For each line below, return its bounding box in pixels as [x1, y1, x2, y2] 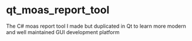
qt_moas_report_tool [6, 3, 110, 17]
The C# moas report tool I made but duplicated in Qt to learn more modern [6, 23, 187, 29]
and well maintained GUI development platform [6, 28, 120, 35]
